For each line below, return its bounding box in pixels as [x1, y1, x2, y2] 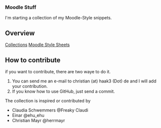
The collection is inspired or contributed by [5, 97, 91, 103]
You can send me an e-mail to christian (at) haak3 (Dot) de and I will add [12, 78, 157, 84]
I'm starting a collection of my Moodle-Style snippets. [5, 15, 112, 21]
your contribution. [12, 83, 48, 89]
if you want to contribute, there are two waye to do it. [5, 68, 111, 74]
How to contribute [5, 56, 61, 64]
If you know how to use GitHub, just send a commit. [12, 88, 115, 94]
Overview [5, 29, 35, 37]
